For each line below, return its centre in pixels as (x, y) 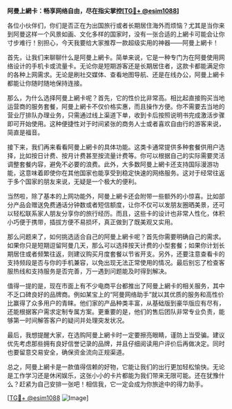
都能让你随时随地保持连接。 (47, 83)
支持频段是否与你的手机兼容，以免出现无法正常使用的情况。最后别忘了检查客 (116, 262)
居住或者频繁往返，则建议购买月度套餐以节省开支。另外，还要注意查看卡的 (119, 254)
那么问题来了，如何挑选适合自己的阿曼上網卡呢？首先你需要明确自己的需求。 (116, 237)
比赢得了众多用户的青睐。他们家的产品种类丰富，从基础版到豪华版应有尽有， (116, 303)
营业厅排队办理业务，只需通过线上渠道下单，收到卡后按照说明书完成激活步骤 (116, 115)
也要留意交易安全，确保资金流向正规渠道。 (68, 352)
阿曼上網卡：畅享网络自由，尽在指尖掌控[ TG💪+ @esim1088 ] (93, 11)
